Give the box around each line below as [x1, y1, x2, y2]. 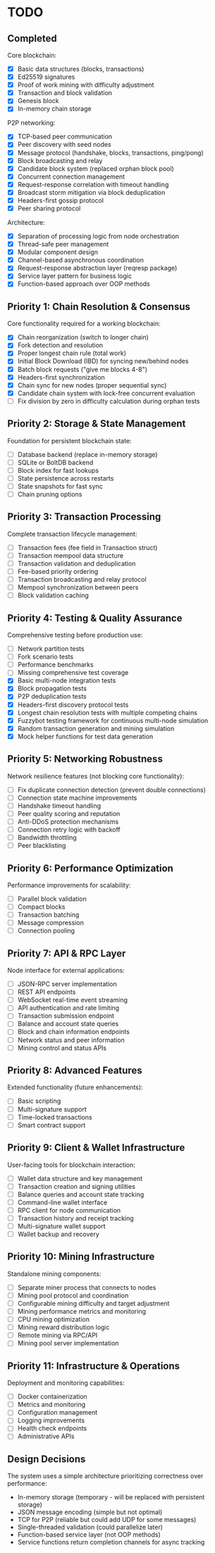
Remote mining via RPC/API [17, 1331, 98, 1340]
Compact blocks [17, 903, 66, 911]
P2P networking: [7, 119, 56, 127]
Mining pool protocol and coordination [17, 1291, 129, 1300]
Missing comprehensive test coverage [17, 668, 129, 677]
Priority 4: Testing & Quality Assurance [7, 612, 183, 624]
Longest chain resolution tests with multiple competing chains [17, 708, 197, 716]
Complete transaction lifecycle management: [7, 529, 137, 538]
